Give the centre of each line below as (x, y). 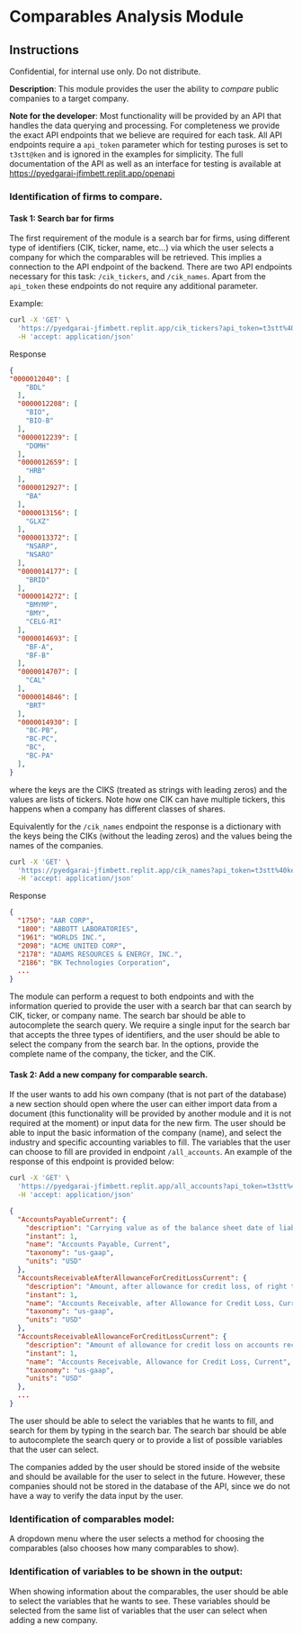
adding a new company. (54, 1620)
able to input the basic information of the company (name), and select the (146, 1133)
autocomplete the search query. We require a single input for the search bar (150, 1025)
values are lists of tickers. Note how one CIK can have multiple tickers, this (147, 799)
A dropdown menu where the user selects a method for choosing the (137, 1539)
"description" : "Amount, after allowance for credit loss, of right (156, 1286)
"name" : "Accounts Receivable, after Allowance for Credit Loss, (151, 1303)
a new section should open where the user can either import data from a (143, 1104)
